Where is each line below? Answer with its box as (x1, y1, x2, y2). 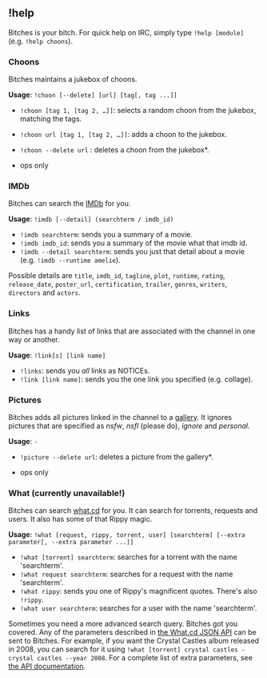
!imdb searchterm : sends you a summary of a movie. (19, 230, 193, 240)
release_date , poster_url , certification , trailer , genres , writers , (8, 280, 228, 289)
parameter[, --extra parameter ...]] (8, 539, 134, 547)
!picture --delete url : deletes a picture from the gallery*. (19, 452, 213, 462)
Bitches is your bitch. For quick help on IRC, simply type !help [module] (8, 27, 245, 37)
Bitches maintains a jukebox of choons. (8, 75, 137, 84)
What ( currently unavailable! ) (8, 487, 126, 498)
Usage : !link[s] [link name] (8, 350, 106, 360)
